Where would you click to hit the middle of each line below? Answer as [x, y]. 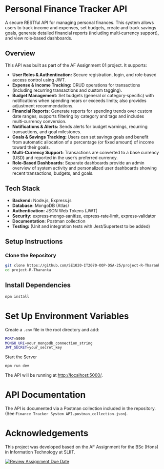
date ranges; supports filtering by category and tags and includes [78, 116]
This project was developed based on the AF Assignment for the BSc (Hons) [82, 447]
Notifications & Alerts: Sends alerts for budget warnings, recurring [80, 126]
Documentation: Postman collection [49, 221]
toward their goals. [31, 147]
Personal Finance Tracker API [66, 9]
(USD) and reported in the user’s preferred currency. [65, 158]
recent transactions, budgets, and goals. [53, 173]
